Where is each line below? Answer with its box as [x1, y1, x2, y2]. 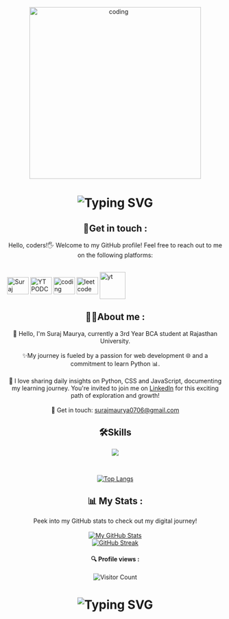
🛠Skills [99, 427, 132, 438]
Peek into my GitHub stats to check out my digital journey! [33, 517, 197, 525]
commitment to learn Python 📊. [70, 359, 160, 368]
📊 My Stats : [87, 495, 143, 507]
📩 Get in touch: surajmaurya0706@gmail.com [51, 405, 180, 414]
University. [99, 337, 131, 345]
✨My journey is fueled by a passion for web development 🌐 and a [22, 351, 208, 359]
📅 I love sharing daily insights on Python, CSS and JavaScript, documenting [8, 376, 222, 385]
